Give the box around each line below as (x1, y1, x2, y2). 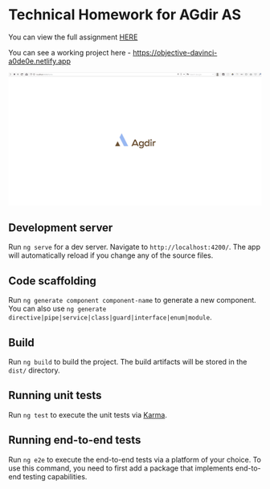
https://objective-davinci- (132, 47, 218, 57)
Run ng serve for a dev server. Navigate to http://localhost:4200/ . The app (8, 242, 261, 252)
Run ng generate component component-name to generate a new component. (8, 295, 257, 305)
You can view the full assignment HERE (8, 32, 138, 42)
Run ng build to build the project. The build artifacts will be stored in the (8, 357, 247, 366)
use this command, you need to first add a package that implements (8, 463, 234, 473)
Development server (8, 221, 113, 234)
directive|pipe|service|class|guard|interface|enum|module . (8, 312, 212, 322)
